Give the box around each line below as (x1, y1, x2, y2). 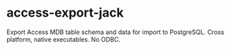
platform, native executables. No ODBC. (6, 35, 121, 43)
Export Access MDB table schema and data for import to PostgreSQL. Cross (6, 28, 225, 36)
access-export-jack (6, 5, 124, 21)
